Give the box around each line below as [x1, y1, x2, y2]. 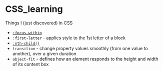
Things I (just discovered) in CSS [5, 20, 73, 26]
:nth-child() [12, 41, 40, 46]
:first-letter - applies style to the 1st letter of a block [12, 35, 126, 41]
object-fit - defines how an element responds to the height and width [12, 56, 158, 62]
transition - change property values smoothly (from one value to [12, 45, 148, 51]
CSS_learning [5, 3, 63, 15]
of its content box [12, 61, 49, 67]
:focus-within [12, 30, 42, 35]
